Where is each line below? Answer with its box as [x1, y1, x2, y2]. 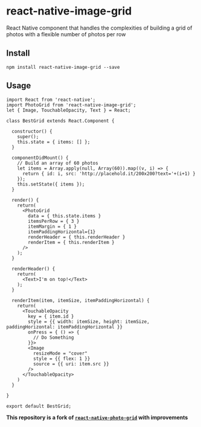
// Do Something [33, 334, 74, 341]
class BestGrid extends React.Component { [6, 118, 115, 124]
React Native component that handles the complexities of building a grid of [6, 24, 193, 31]
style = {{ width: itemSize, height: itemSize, [28, 318, 150, 324]
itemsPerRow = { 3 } [28, 218, 80, 224]
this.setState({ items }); [17, 181, 85, 187]
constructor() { [11, 128, 53, 134]
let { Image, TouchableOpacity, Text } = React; [6, 107, 131, 113]
